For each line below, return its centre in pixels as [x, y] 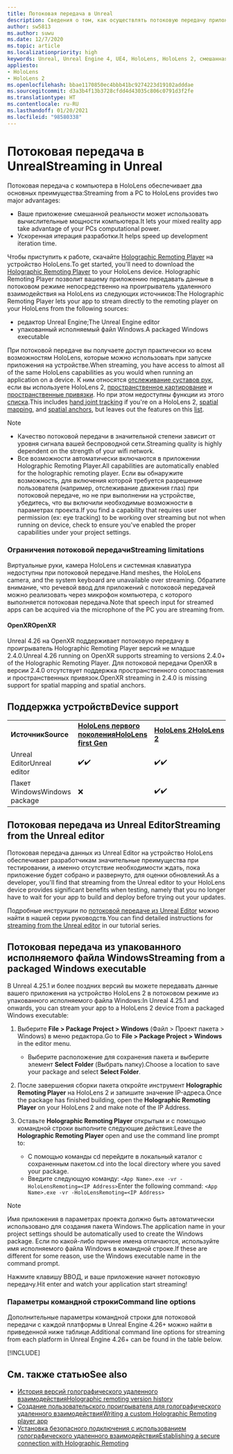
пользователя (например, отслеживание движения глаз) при [108, 488]
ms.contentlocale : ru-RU [43, 104]
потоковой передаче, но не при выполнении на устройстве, [106, 495]
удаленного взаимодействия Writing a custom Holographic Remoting [117, 1413]
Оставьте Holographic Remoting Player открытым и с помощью [111, 1120]
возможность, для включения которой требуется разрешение [110, 480]
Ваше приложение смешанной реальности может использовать [113, 213]
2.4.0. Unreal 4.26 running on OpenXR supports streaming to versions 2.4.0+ [116, 656]
